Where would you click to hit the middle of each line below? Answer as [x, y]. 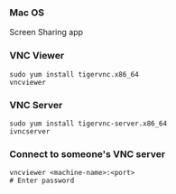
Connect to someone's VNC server [87, 153]
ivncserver [30, 131]
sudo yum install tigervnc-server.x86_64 [88, 124]
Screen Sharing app [46, 32]
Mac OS [27, 13]
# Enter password [42, 181]
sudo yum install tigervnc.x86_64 [74, 74]
